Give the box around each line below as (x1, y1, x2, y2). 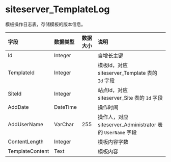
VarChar (54, 121, 74, 128)
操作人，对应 (97, 113, 129, 121)
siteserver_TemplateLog (5, 4, 110, 15)
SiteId (8, 90, 22, 97)
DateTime (54, 103, 77, 110)
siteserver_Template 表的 (97, 69, 158, 76)
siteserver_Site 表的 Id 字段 (97, 94, 163, 101)
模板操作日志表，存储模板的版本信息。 (5, 21, 85, 27)
